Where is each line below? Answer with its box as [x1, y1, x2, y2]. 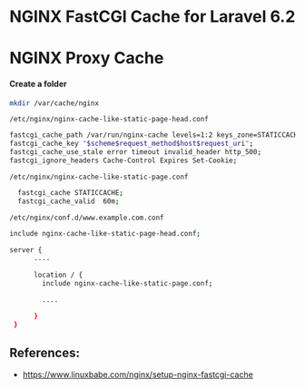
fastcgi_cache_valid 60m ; [17, 197, 120, 206]
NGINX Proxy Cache [9, 48, 164, 69]
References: [9, 345, 80, 360]
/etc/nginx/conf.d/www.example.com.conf [9, 213, 165, 222]
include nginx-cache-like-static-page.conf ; [42, 279, 213, 288]
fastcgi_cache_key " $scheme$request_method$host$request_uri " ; [9, 139, 254, 149]
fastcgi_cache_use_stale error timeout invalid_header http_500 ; [9, 148, 261, 157]
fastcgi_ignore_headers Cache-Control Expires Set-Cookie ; [9, 156, 238, 165]
